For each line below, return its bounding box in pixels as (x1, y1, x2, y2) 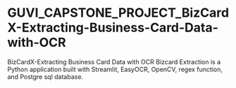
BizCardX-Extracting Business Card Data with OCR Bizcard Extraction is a (7, 57, 221, 66)
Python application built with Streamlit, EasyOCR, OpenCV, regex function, (7, 65, 223, 73)
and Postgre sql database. (7, 72, 83, 81)
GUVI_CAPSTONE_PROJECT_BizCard (7, 5, 230, 21)
